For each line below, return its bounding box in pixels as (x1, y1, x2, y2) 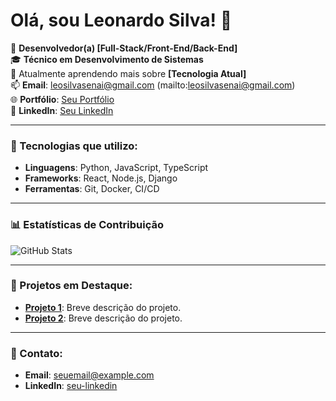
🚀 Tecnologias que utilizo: (10, 139, 138, 153)
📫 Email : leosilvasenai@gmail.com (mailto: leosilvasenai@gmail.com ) (10, 79, 296, 91)
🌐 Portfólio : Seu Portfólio (10, 93, 115, 105)
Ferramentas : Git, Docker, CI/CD (24, 183, 160, 195)
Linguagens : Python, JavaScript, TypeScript (24, 162, 209, 174)
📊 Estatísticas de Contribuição (10, 218, 164, 232)
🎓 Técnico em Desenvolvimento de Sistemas (10, 53, 204, 65)
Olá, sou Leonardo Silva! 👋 (10, 9, 233, 32)
